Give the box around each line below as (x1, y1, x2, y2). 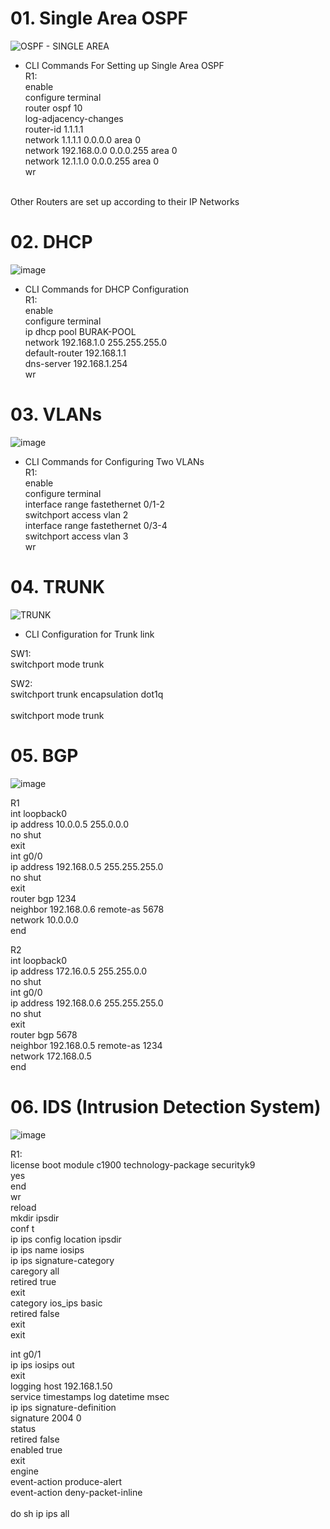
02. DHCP (10, 231, 93, 254)
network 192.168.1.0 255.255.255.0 (24, 336, 168, 348)
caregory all (10, 1265, 60, 1277)
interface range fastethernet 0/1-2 (24, 498, 165, 510)
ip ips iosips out (10, 1358, 75, 1371)
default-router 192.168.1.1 (24, 347, 127, 359)
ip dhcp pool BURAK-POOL (24, 325, 137, 337)
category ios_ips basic (10, 1297, 103, 1309)
